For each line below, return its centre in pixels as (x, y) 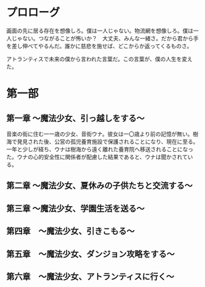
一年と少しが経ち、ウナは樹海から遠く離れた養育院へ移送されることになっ (100, 149)
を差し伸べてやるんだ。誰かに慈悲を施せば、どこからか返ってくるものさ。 (99, 46)
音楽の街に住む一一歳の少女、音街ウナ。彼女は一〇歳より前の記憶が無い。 (100, 134)
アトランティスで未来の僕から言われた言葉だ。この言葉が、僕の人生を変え (99, 59)
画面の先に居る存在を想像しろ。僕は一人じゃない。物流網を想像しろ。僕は (100, 31)
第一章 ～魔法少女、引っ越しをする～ (75, 118)
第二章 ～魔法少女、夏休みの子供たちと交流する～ (99, 186)
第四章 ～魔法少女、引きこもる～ (70, 231)
